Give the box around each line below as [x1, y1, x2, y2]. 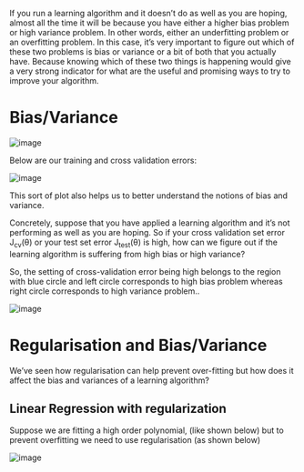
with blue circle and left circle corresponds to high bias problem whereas [9, 276, 284, 286]
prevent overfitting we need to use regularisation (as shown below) [9, 435, 261, 446]
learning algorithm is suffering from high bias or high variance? [9, 248, 246, 259]
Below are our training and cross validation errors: [9, 155, 198, 166]
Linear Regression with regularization [9, 401, 228, 417]
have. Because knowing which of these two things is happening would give [9, 56, 291, 66]
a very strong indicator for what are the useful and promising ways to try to [9, 65, 291, 76]
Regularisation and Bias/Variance [9, 335, 268, 356]
